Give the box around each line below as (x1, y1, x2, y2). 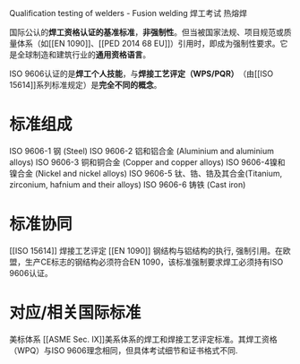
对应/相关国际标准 (9, 303, 141, 323)
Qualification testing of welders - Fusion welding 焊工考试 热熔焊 (9, 8, 248, 18)
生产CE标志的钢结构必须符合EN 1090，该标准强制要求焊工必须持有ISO (24, 256, 284, 267)
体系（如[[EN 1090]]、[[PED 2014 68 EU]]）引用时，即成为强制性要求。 (16, 39, 280, 48)
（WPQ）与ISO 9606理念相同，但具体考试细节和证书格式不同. (9, 344, 238, 356)
